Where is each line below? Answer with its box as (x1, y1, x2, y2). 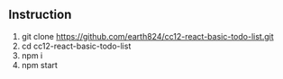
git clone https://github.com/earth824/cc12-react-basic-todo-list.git (21, 31, 274, 41)
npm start (21, 59, 58, 70)
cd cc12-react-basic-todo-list (21, 40, 132, 51)
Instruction (8, 7, 72, 22)
